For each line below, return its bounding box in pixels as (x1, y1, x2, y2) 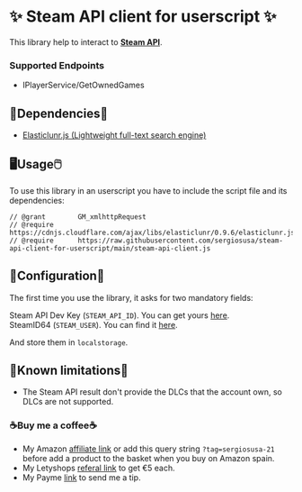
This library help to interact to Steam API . (9, 36, 163, 47)
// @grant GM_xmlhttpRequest (9, 212, 147, 222)
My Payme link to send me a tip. (22, 471, 141, 483)
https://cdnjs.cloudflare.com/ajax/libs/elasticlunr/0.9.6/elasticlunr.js (9, 228, 296, 237)
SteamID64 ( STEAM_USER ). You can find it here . (9, 319, 178, 330)
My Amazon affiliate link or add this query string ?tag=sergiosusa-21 (22, 443, 276, 454)
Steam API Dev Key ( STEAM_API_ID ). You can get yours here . (9, 309, 230, 321)
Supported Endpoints (9, 59, 105, 71)
